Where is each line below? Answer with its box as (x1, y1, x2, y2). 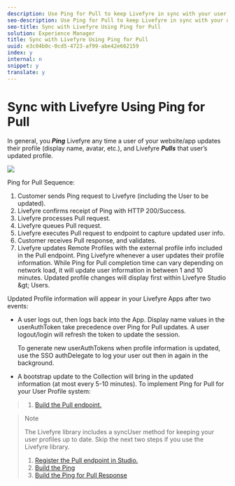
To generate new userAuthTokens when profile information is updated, (17, 344, 220, 352)
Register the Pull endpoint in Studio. (34, 456, 138, 465)
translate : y (7, 69, 45, 76)
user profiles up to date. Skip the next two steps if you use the (24, 435, 204, 444)
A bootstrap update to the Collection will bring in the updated (17, 372, 194, 381)
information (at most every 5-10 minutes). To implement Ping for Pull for (17, 380, 225, 388)
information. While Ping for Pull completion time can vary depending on (17, 259, 224, 267)
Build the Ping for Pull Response (34, 471, 127, 480)
